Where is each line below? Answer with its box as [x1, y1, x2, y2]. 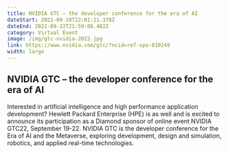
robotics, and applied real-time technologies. [7, 138, 135, 147]
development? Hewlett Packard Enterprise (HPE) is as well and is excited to [7, 110, 220, 118]
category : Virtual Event [7, 29, 78, 36]
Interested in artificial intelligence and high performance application [7, 102, 198, 110]
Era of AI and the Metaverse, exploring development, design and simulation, [7, 131, 222, 140]
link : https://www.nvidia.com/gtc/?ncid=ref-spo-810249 [7, 42, 170, 49]
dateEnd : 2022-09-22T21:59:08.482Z [7, 23, 109, 29]
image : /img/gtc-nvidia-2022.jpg [7, 36, 103, 42]
